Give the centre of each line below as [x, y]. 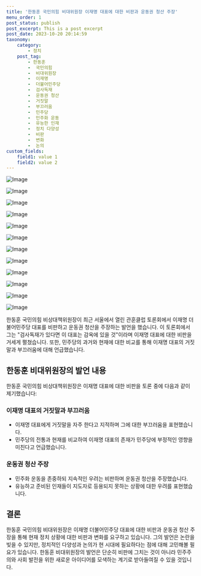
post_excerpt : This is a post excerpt [55, 28]
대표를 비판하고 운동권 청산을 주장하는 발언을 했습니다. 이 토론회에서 [111, 327]
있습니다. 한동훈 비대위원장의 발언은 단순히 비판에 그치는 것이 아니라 [96, 552]
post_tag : [29, 56]
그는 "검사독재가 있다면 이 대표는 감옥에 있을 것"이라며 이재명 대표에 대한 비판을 [99, 335]
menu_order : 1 [24, 17]
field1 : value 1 [37, 157]
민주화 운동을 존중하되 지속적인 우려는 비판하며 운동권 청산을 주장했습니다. [101, 478]
